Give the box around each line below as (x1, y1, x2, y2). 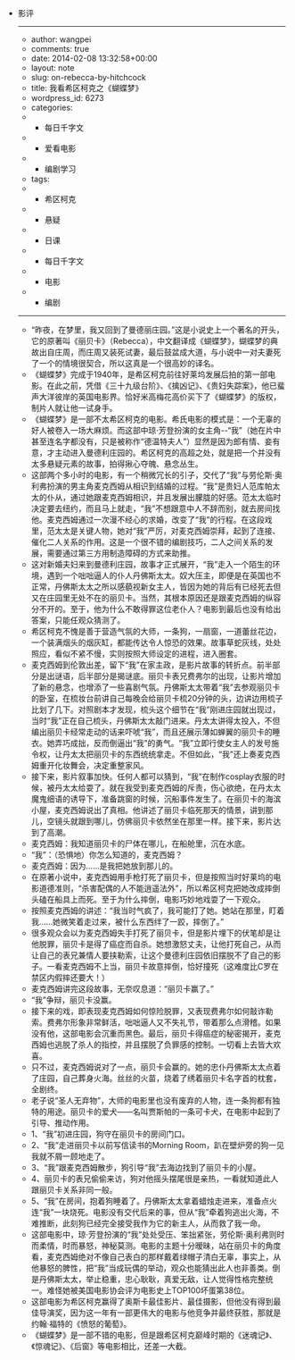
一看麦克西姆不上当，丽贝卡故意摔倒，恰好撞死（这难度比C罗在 (46, 961, 279, 971)
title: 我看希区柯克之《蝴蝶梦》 (30, 83, 143, 93)
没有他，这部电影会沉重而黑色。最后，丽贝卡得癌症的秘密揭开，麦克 (30, 1028, 282, 1038)
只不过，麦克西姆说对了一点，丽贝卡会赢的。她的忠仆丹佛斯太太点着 (30, 1062, 282, 1072)
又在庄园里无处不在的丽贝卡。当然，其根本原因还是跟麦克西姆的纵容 (30, 592, 282, 603)
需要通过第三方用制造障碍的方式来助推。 (46, 548, 196, 558)
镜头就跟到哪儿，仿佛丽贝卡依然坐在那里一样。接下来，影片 (54, 816, 274, 827)
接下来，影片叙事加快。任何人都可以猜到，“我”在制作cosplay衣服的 (30, 771, 278, 782)
